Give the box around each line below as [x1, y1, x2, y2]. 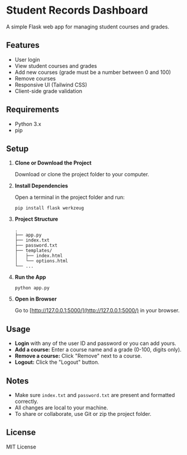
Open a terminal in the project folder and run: [14, 193, 125, 201]
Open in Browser [14, 295, 57, 302]
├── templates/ [14, 248, 53, 254]
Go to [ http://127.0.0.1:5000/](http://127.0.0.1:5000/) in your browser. [14, 307, 180, 314]
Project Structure [14, 215, 59, 222]
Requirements [6, 105, 59, 115]
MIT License [6, 443, 37, 450]
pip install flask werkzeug [14, 205, 84, 211]
